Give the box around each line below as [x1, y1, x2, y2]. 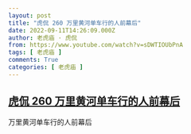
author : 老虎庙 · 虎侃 [8, 33, 78, 42]
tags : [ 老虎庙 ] [8, 48, 62, 56]
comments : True [8, 56, 59, 64]
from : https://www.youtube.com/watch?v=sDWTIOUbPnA [8, 41, 183, 49]
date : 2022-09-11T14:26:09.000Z [8, 26, 115, 34]
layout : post [8, 11, 52, 20]
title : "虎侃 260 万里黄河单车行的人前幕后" [8, 19, 142, 27]
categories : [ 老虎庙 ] [8, 63, 84, 71]
